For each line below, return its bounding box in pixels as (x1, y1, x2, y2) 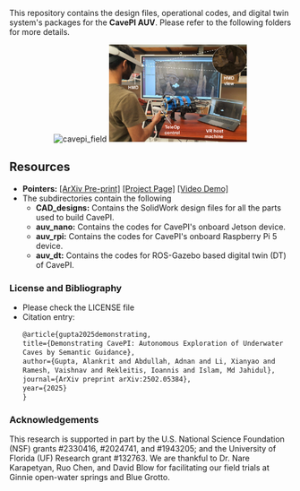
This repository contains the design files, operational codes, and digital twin (9, 8, 289, 18)
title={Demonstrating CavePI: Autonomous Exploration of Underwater (21, 339, 284, 348)
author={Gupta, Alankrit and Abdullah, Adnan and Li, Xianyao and (21, 357, 276, 366)
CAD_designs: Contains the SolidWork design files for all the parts (35, 202, 282, 213)
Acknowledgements (9, 413, 99, 426)
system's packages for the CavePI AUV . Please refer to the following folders (9, 17, 292, 28)
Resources (9, 159, 71, 175)
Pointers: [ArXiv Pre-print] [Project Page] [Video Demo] (21, 183, 229, 194)
